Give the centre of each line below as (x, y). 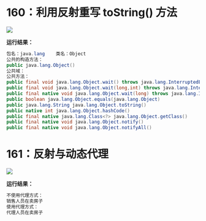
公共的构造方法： (25, 59)
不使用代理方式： (25, 196)
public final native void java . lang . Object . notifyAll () (79, 128)
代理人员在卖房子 (25, 212)
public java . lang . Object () (41, 65)
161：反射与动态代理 (58, 154)
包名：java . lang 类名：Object (46, 54)
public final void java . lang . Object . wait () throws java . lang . (87, 82)
